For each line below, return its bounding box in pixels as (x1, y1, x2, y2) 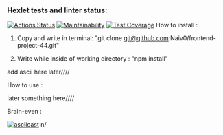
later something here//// (7, 94, 75, 102)
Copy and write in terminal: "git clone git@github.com (16, 34, 169, 42)
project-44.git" (16, 42, 60, 50)
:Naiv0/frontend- (168, 34, 216, 42)
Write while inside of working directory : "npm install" (16, 55, 168, 63)
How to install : (155, 21, 198, 29)
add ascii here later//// (7, 67, 70, 76)
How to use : (7, 81, 43, 89)
